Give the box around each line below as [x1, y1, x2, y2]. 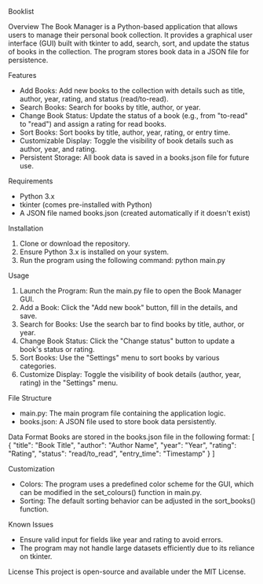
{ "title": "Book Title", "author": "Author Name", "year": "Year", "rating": [8, 441, 237, 449]
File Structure [8, 394, 53, 402]
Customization [8, 464, 55, 473]
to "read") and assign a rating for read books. [19, 120, 167, 128]
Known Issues [8, 519, 53, 529]
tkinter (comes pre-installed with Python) [19, 200, 153, 209]
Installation [8, 224, 44, 233]
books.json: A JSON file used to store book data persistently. [19, 417, 217, 426]
